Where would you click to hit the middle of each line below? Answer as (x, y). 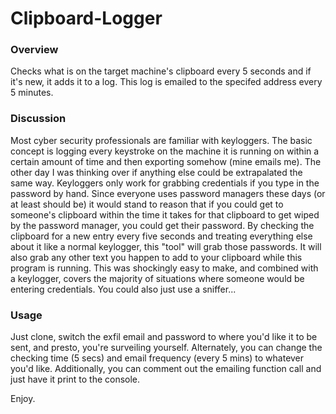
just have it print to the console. (75, 379)
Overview (34, 50)
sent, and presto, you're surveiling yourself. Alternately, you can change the (166, 348)
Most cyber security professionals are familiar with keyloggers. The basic (161, 140)
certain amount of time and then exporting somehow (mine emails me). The (166, 161)
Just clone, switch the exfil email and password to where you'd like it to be (164, 337)
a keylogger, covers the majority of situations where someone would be (157, 278)
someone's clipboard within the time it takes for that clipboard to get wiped (165, 214)
